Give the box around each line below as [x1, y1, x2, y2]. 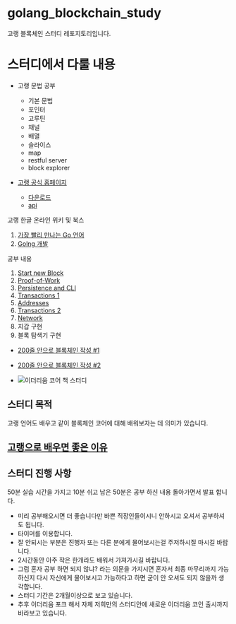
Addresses [17, 298, 49, 307]
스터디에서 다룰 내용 [7, 57, 116, 73]
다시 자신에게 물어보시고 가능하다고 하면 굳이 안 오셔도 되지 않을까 [36, 573, 217, 582]
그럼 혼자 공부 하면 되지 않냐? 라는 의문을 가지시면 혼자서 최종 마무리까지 [17, 564, 216, 573]
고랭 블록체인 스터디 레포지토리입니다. [7, 29, 111, 37]
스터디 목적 [7, 399, 53, 411]
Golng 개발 [17, 239, 49, 248]
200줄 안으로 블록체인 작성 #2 [17, 360, 101, 369]
